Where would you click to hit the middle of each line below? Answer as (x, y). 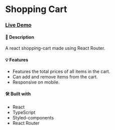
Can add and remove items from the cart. (55, 77)
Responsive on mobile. (36, 82)
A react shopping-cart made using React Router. (55, 48)
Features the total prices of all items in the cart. (61, 71)
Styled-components (33, 117)
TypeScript (24, 112)
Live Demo (18, 25)
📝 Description (20, 37)
